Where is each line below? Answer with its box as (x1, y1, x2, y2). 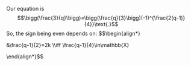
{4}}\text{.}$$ (84, 21, 119, 27)
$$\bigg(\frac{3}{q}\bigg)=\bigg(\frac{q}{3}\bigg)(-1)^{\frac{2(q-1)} (17, 14, 186, 21)
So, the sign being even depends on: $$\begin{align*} (6, 30, 140, 37)
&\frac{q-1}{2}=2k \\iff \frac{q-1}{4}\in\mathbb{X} (6, 42, 130, 48)
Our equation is (6, 5, 45, 12)
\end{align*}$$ (6, 53, 44, 60)
